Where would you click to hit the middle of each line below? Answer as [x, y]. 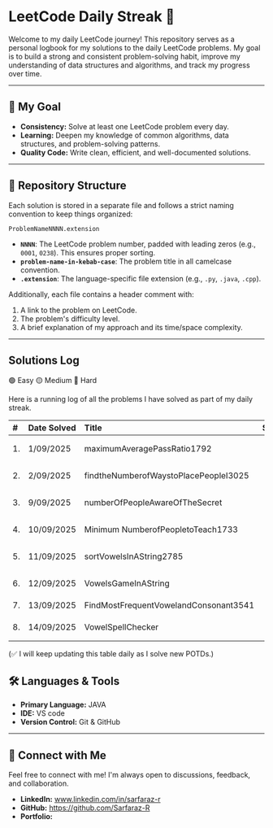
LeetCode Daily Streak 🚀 [92, 17]
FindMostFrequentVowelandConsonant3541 [169, 605]
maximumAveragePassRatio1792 [148, 448]
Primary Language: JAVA [63, 705]
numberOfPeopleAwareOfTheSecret [153, 502]
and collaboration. [39, 783]
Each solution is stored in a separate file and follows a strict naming [121, 205]
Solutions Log [44, 360]
